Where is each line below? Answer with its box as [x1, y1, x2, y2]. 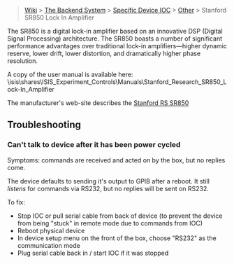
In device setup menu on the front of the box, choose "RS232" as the [17, 234, 217, 242]
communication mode [17, 241, 80, 249]
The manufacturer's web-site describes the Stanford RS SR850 [7, 99, 189, 107]
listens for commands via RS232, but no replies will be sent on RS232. [7, 184, 210, 193]
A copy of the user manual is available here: [7, 70, 133, 78]
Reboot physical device [17, 226, 85, 235]
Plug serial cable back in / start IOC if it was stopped [17, 249, 169, 257]
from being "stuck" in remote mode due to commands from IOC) [17, 218, 203, 227]
